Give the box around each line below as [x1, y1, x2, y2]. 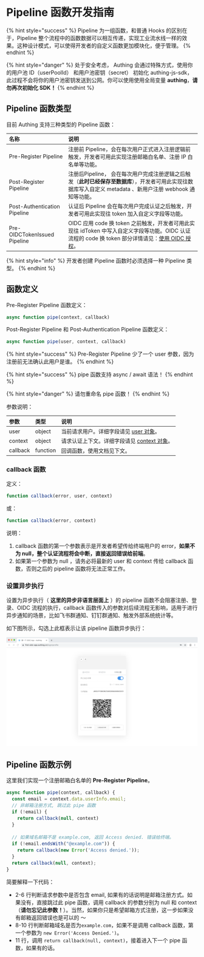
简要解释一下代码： [6, 878, 55, 885]
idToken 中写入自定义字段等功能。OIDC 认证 [80, 227, 191, 234]
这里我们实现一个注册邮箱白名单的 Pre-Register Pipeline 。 [6, 777, 154, 784]
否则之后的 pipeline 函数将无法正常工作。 [25, 565, 129, 572]
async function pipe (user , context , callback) [6, 339, 126, 345]
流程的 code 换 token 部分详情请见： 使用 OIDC [68, 235, 185, 242]
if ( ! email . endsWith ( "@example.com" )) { [12, 841, 115, 847]
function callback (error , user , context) [6, 493, 113, 499]
